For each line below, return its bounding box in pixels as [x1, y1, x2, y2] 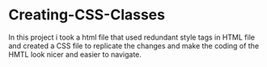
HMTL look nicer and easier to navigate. [8, 49, 142, 59]
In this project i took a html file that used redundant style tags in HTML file [8, 32, 255, 42]
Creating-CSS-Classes [8, 6, 166, 24]
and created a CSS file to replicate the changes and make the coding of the [8, 40, 260, 50]
